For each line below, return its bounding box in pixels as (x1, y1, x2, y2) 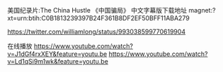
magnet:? (188, 6, 216, 14)
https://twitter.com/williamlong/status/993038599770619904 (7, 27, 186, 36)
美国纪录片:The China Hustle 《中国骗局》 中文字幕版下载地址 (7, 6, 188, 14)
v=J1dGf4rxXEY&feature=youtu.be (7, 50, 108, 58)
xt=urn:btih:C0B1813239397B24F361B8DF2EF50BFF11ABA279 (7, 14, 190, 22)
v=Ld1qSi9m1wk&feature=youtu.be (7, 57, 108, 65)
